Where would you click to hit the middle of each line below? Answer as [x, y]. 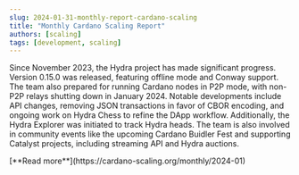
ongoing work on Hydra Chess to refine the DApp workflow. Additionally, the [149, 115]
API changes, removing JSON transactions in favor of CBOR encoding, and [147, 106]
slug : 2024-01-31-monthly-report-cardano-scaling [104, 17]
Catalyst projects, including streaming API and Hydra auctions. [124, 144]
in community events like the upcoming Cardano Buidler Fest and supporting [150, 134]
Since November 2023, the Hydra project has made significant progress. [143, 68]
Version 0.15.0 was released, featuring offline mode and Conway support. [144, 78]
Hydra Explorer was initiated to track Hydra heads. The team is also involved [149, 125]
